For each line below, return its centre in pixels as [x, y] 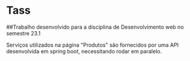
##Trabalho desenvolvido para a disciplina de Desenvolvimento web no [95, 27]
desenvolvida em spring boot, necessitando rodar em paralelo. [84, 51]
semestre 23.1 [24, 33]
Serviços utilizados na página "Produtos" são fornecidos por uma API [93, 45]
